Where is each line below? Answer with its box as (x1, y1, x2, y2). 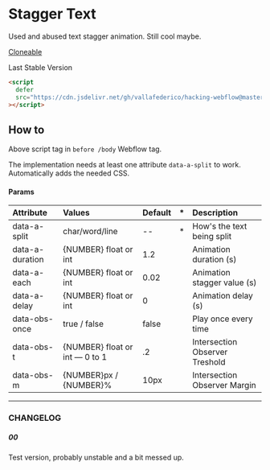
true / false (63, 319, 104, 330)
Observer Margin (192, 380, 257, 391)
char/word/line (63, 226, 118, 237)
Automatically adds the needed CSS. (8, 168, 130, 178)
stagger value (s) (192, 277, 257, 288)
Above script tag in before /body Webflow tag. (8, 144, 162, 154)
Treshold (192, 357, 226, 368)
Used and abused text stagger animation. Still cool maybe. (8, 31, 202, 41)
